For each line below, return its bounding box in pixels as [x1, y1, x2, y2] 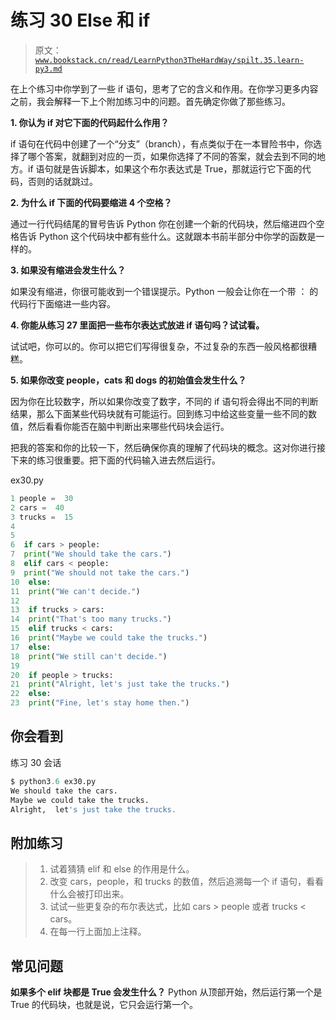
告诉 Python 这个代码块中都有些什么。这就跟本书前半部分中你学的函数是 [18, 230, 317, 242]
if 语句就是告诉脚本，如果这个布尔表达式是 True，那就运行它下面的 [27, 162, 303, 175]
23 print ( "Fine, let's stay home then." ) [10, 698, 190, 708]
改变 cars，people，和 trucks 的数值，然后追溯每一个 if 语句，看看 [49, 876, 324, 888]
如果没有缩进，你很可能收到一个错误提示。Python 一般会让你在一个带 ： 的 [10, 285, 319, 297]
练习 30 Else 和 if [10, 9, 151, 32]
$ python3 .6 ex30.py [10, 776, 97, 786]
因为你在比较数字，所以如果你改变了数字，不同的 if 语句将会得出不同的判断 [10, 395, 319, 407]
